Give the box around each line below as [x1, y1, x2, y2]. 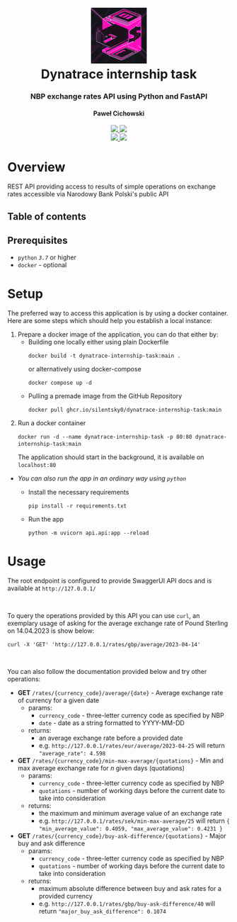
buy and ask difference [17, 839, 86, 848]
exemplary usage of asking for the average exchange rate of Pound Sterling [7, 619, 229, 628]
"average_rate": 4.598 [38, 750, 106, 758]
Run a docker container [17, 419, 86, 427]
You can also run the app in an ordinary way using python [17, 474, 186, 483]
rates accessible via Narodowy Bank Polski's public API [7, 190, 169, 198]
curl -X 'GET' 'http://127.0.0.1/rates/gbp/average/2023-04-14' [7, 641, 201, 648]
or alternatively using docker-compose [28, 365, 141, 373]
